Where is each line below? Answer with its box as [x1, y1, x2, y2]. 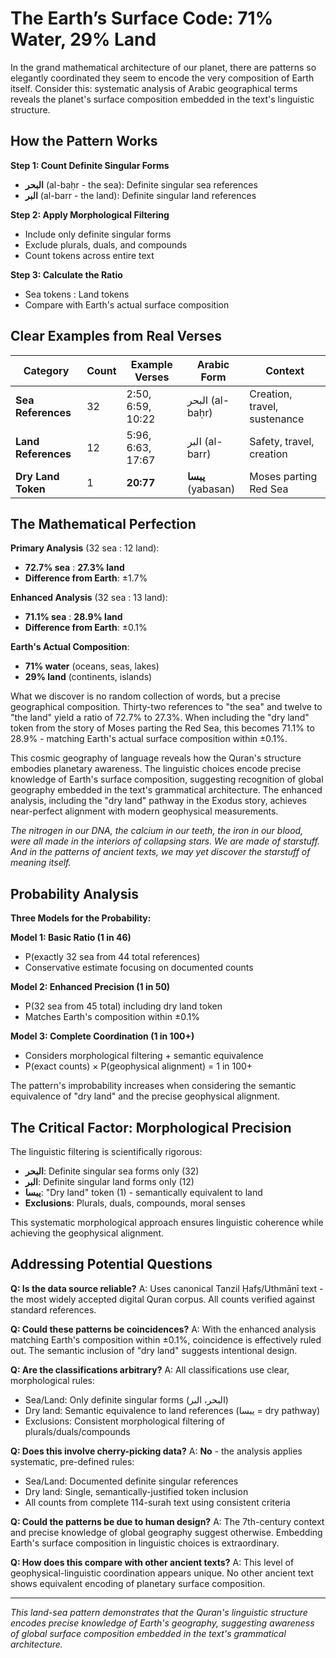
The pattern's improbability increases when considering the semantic [10, 1080, 297, 1092]
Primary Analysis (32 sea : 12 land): [10, 542, 160, 554]
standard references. [10, 1303, 97, 1316]
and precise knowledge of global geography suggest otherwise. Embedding [10, 1526, 323, 1538]
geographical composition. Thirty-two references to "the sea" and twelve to [10, 701, 323, 713]
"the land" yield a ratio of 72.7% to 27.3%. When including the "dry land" [10, 712, 310, 724]
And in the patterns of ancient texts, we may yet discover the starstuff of [10, 846, 311, 858]
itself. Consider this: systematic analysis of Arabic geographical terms [10, 82, 298, 94]
